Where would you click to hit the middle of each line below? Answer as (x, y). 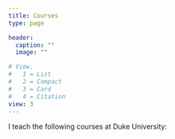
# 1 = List (30, 74)
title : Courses (33, 16)
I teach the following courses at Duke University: (87, 127)
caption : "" (35, 45)
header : (21, 38)
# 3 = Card (30, 89)
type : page (26, 23)
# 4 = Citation (37, 97)
